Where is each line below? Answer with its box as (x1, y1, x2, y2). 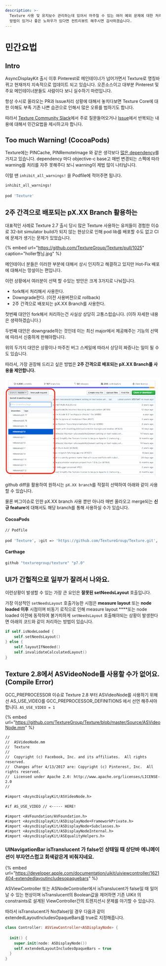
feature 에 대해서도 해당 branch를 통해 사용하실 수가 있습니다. (10, 504, 129, 510)
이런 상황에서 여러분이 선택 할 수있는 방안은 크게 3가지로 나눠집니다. (5, 277, 136, 284)
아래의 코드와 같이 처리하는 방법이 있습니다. (10, 618, 94, 624)
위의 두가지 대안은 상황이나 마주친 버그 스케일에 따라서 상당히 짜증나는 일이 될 (5, 344, 154, 351)
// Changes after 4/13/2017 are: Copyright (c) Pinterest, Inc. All (5, 764, 154, 769)
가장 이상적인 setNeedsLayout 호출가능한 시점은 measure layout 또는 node (5, 600, 152, 606)
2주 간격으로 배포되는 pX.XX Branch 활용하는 (5, 208, 138, 217)
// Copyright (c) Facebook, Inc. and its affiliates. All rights (5, 754, 147, 759)
